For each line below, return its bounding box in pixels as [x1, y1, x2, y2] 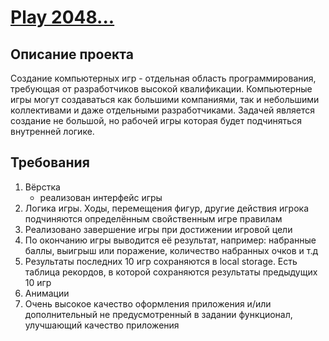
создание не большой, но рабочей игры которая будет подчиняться [10, 115, 302, 126]
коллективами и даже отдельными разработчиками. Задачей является [10, 104, 316, 116]
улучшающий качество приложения [24, 319, 180, 331]
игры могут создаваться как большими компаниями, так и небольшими [10, 94, 320, 105]
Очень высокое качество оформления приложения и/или [24, 297, 272, 310]
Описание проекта [10, 46, 134, 63]
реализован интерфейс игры [39, 191, 163, 203]
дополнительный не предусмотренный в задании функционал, [24, 308, 293, 320]
